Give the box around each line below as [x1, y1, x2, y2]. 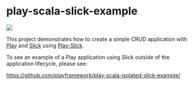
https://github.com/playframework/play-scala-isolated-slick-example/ [6, 71, 180, 79]
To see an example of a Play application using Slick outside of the [6, 53, 170, 61]
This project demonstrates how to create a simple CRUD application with [6, 35, 188, 43]
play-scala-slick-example [6, 4, 138, 18]
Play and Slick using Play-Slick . [6, 42, 84, 49]
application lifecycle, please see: [6, 60, 88, 67]
